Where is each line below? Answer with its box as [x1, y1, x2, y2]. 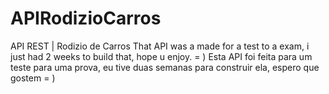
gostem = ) [10, 72, 56, 84]
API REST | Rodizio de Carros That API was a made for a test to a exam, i [10, 40, 310, 52]
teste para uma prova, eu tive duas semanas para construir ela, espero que [10, 61, 320, 73]
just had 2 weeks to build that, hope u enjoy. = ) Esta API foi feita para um [10, 50, 313, 62]
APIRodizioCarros [10, 7, 162, 30]
